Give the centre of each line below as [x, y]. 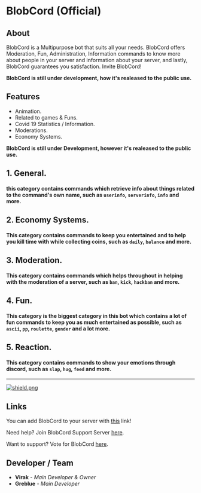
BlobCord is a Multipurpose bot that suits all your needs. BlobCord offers [96, 47]
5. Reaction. [29, 347]
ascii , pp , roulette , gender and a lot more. [58, 328]
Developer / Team [40, 463]
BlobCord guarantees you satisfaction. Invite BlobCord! [74, 66]
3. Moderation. [34, 260]
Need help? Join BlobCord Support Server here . [65, 433]
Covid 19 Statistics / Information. [55, 124]
